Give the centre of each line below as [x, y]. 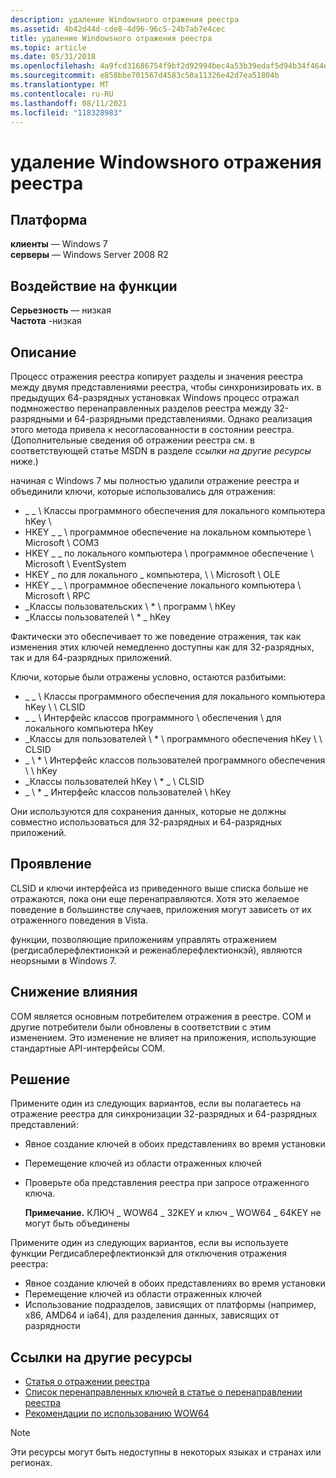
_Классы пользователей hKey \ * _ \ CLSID [114, 781]
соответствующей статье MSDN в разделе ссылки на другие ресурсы [161, 450]
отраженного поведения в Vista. [79, 920]
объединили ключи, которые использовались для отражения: [143, 491]
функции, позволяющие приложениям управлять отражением [144, 939]
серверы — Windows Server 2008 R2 [89, 255]
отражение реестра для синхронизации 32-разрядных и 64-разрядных [164, 1114]
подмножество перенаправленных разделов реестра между [141, 408]
